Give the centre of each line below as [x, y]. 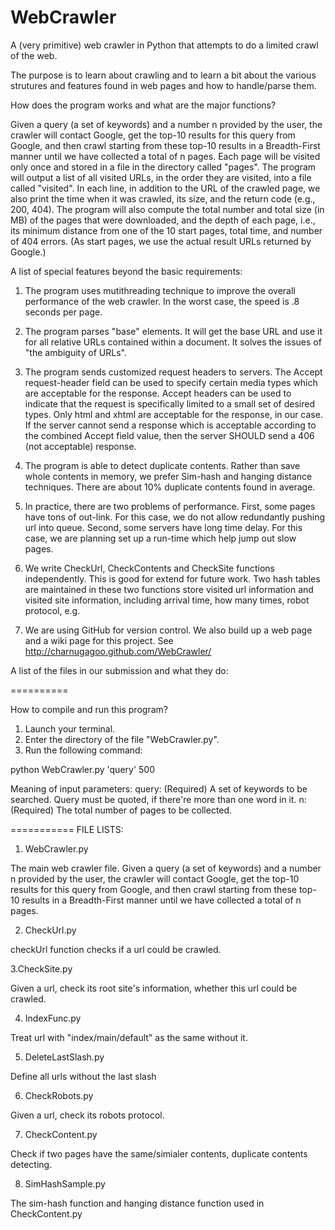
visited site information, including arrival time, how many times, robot [167, 600]
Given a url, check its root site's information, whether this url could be [154, 988]
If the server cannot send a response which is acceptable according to [170, 425]
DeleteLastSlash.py [64, 1057]
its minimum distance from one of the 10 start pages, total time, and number [166, 230]
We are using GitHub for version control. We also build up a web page [168, 630]
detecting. [31, 1164]
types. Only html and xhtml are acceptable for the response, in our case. [173, 414]
